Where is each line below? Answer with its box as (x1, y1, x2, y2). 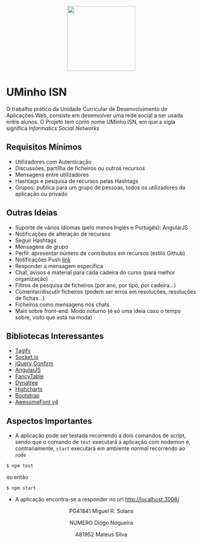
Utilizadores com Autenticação (14, 158, 92, 165)
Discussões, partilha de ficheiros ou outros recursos (14, 164, 145, 172)
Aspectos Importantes (6, 416, 92, 426)
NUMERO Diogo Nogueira (69, 519, 134, 527)
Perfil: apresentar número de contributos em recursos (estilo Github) (14, 249, 186, 257)
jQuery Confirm (14, 360, 54, 367)
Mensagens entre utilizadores (14, 171, 89, 178)
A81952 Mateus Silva (75, 531, 128, 538)
